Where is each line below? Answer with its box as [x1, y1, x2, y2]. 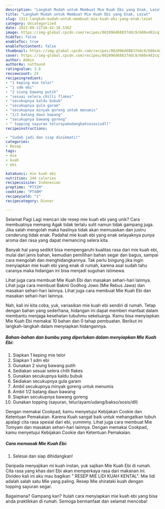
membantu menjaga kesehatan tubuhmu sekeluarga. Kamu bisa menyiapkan [5, 312, 160, 318]
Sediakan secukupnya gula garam [12, 378, 81, 384]
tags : [5, 148, 17, 154]
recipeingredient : [5, 76, 43, 81]
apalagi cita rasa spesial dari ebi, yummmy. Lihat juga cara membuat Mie [5, 419, 152, 425]
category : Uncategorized [5, 21, 56, 26]
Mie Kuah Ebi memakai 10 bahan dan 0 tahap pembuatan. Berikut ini [5, 318, 143, 324]
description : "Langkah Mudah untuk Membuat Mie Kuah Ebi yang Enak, [5, 7, 148, 12]
